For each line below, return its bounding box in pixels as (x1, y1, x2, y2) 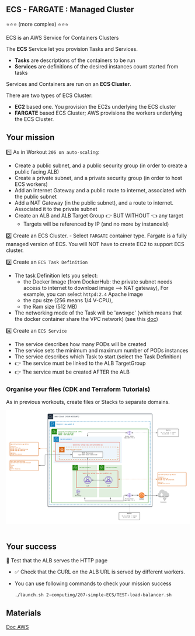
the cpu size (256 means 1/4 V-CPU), (23, 296, 113, 303)
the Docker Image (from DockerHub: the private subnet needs (23, 278, 173, 285)
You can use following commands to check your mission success (14, 580, 172, 587)
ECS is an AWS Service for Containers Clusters (6, 34, 119, 41)
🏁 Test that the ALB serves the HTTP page (6, 557, 108, 564)
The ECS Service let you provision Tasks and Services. (6, 45, 138, 52)
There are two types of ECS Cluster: (6, 92, 93, 99)
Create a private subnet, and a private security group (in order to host (14, 174, 182, 181)
